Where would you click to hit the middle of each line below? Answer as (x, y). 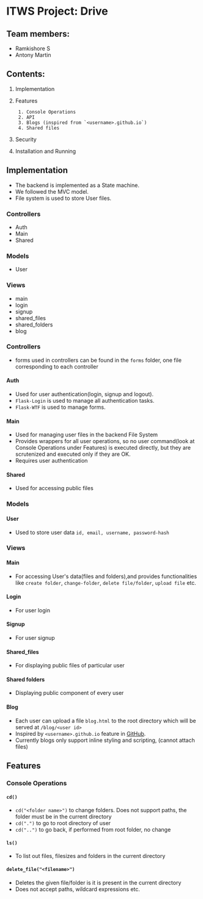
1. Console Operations (47, 112)
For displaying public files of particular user (70, 666)
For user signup (35, 638)
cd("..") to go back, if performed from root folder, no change (93, 830)
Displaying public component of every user (69, 693)
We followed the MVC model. (52, 191)
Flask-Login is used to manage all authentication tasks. (85, 401)
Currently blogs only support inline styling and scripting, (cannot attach (105, 740)
